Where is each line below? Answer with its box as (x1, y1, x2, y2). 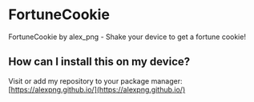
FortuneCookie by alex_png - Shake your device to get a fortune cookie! (8, 32, 247, 41)
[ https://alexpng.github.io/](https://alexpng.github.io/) (8, 84, 186, 94)
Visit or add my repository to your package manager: (8, 76, 183, 85)
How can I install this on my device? (8, 55, 191, 69)
